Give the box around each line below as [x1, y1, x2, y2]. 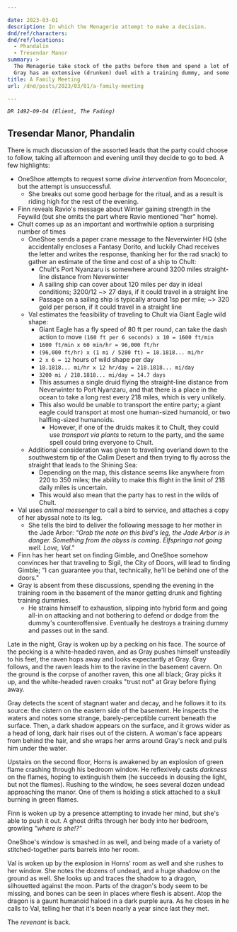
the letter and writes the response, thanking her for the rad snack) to [28, 250, 229, 258]
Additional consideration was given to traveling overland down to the [28, 445, 229, 454]
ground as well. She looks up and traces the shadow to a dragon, [7, 874, 197, 882]
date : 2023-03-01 [7, 16, 59, 23]
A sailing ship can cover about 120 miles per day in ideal [38, 280, 203, 289]
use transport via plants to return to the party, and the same [49, 431, 224, 439]
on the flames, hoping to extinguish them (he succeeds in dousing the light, [7, 773, 228, 781]
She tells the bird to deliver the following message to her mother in [28, 521, 222, 530]
